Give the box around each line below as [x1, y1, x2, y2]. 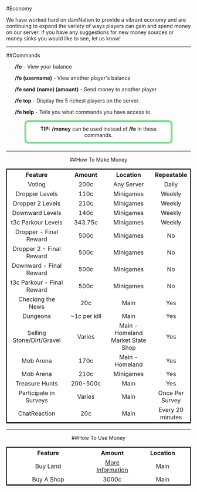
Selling [27, 329, 46, 337]
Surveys [25, 397, 48, 404]
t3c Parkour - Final [11, 278, 63, 286]
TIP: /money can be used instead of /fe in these [40, 125, 157, 132]
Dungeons [22, 312, 51, 320]
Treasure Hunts [15, 380, 58, 387]
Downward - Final [11, 262, 62, 269]
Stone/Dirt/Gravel [12, 336, 61, 344]
